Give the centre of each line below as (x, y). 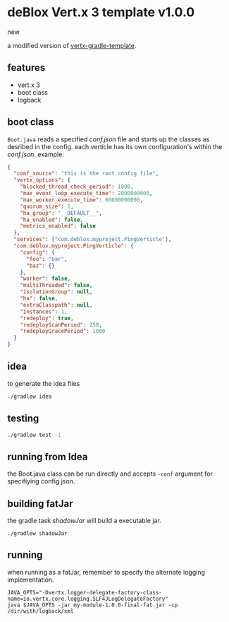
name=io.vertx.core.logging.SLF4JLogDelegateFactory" (88, 599)
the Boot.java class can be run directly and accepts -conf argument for (110, 474)
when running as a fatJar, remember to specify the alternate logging (106, 572)
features (26, 68)
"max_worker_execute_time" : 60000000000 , (81, 200)
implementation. (31, 580)
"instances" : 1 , (44, 312)
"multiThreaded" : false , (56, 286)
